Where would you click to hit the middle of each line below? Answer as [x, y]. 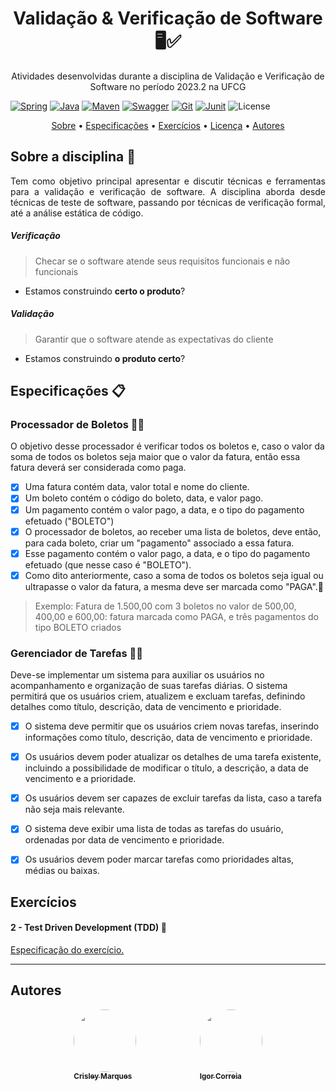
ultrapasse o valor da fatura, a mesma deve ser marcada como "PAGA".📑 [174, 586]
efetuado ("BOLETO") [69, 521]
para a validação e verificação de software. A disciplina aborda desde [168, 191]
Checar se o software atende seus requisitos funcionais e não [162, 261]
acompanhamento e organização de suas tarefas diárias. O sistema [149, 686]
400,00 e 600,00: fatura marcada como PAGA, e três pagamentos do [177, 616]
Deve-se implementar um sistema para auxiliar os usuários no [137, 675]
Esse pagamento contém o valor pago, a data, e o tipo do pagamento [167, 553]
